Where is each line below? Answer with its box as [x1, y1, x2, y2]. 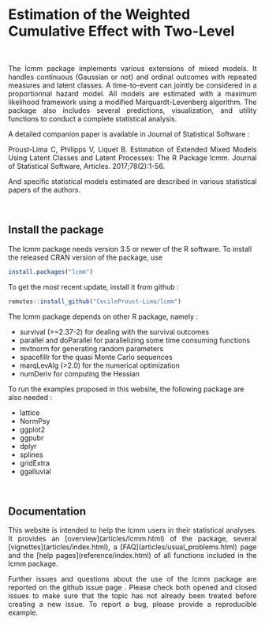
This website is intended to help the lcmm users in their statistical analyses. [8, 526, 257, 535]
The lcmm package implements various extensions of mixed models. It [8, 63, 257, 73]
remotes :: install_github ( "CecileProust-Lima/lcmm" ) [8, 298, 181, 305]
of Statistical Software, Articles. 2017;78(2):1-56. [8, 161, 166, 170]
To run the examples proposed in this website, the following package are [8, 384, 244, 394]
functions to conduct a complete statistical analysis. [8, 114, 177, 123]
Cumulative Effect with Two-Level [8, 22, 235, 40]
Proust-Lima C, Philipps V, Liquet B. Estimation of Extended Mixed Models [8, 144, 257, 154]
